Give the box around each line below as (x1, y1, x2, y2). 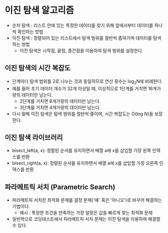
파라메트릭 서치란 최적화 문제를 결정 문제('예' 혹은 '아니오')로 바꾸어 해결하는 (12, 197, 162, 203)
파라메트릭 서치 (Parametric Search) (5, 182, 116, 191)
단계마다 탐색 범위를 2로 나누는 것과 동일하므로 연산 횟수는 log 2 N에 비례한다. (12, 78, 163, 85)
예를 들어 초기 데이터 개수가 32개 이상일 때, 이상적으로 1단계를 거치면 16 (12, 85, 153, 91)
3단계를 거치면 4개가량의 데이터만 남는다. (19, 104, 101, 110)
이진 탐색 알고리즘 (5, 5, 74, 16)
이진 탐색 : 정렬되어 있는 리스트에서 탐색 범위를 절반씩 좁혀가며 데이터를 (12, 35, 152, 41)
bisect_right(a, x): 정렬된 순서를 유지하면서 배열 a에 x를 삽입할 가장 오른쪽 (12, 160, 158, 166)
